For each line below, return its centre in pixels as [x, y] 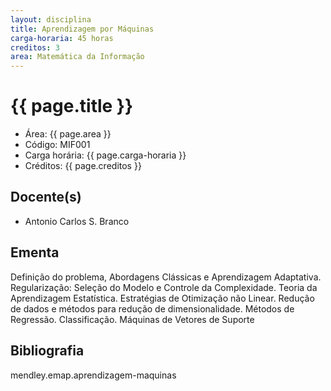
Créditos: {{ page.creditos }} [83, 166]
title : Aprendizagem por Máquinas [82, 29]
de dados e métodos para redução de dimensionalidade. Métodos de [152, 308]
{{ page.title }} [72, 106]
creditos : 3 [35, 47]
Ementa [35, 252]
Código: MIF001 [57, 145]
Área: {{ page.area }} [68, 134]
